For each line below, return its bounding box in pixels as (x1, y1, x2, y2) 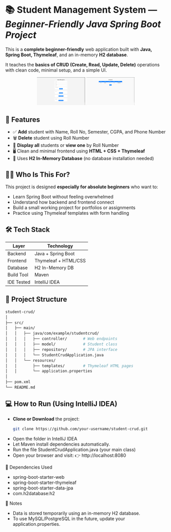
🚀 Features (5, 115, 40, 124)
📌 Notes (5, 500, 22, 506)
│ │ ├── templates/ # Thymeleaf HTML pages (5, 363, 134, 368)
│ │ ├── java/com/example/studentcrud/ (5, 331, 100, 336)
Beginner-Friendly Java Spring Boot (5, 18, 161, 30)
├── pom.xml (5, 380, 31, 385)
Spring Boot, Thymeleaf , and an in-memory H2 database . (5, 52, 129, 58)
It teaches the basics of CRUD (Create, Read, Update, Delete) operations (5, 61, 160, 68)
